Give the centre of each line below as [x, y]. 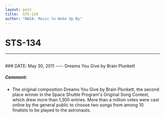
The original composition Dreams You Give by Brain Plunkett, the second [86, 89]
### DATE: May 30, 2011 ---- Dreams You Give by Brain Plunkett [70, 66]
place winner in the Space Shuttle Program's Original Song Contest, [81, 95]
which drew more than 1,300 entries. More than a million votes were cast [86, 100]
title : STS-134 [22, 14]
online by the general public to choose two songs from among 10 [78, 105]
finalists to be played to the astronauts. [52, 110]
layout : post [18, 10]
